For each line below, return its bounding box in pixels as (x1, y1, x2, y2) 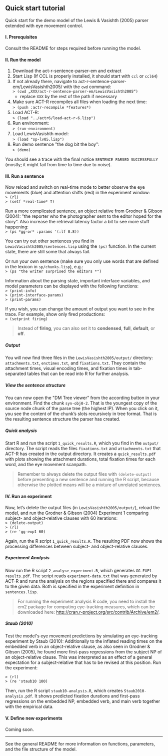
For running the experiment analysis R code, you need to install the (17, 598, 155, 604)
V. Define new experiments (5, 715, 62, 721)
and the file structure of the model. (5, 746, 77, 752)
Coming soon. (5, 726, 34, 732)
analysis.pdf (5, 694, 32, 699)
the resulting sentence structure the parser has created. (5, 416, 120, 422)
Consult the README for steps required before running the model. (5, 45, 141, 52)
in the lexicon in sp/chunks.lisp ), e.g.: (5, 264, 83, 270)
